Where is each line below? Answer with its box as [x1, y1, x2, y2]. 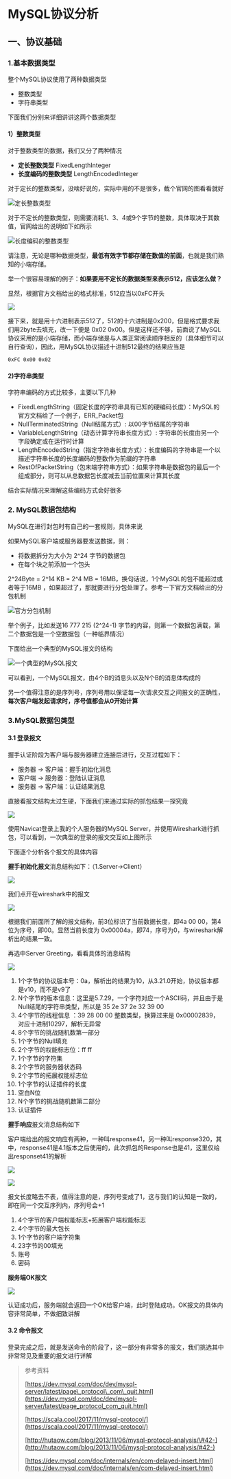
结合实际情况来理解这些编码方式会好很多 [8, 486, 122, 495]
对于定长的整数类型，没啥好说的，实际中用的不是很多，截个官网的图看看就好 [8, 184, 224, 193]
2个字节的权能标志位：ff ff [17, 1045, 92, 1053]
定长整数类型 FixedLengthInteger [17, 161, 111, 169]
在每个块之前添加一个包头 [17, 560, 90, 568]
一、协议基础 [8, 36, 62, 47]
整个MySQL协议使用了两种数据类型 [8, 75, 107, 83]
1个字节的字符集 [17, 1054, 63, 1062]
